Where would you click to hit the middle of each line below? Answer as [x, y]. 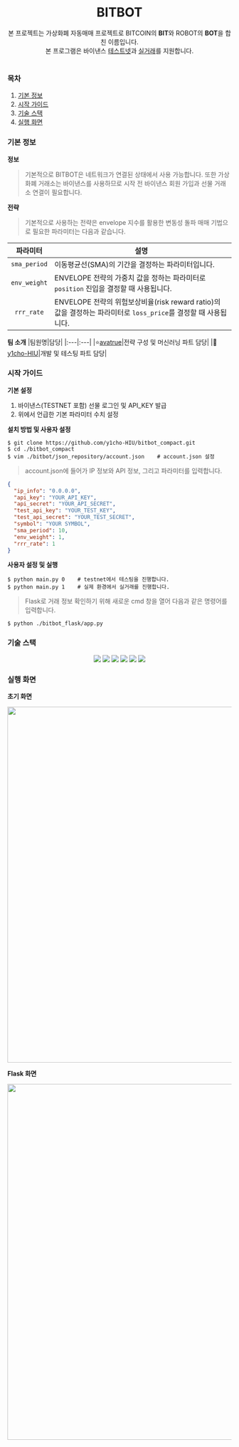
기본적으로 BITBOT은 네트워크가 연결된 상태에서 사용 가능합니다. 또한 [121, 174]
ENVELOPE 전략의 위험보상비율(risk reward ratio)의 [138, 302]
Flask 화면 [22, 1074]
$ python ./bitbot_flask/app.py [55, 623]
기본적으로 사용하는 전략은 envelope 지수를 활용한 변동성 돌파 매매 [117, 222]
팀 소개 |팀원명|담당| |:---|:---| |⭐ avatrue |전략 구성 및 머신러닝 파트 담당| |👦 [112, 342]
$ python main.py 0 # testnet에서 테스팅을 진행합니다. [88, 580]
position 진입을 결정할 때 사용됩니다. [113, 288]
